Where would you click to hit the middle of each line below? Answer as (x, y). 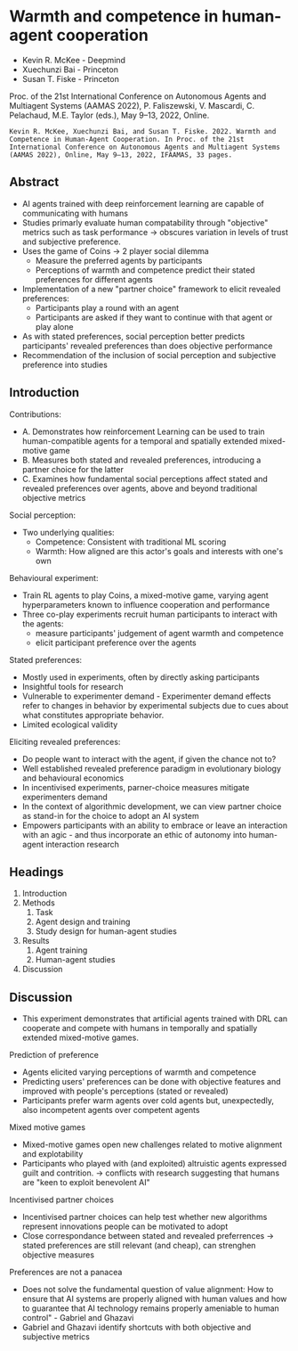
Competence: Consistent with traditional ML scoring (131, 542)
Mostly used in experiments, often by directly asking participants (141, 677)
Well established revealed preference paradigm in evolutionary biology (152, 768)
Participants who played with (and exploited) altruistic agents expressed (154, 1164)
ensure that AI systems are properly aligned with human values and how (154, 1299)
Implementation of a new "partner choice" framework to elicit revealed (151, 289)
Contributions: (36, 414)
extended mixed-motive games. (81, 1038)
